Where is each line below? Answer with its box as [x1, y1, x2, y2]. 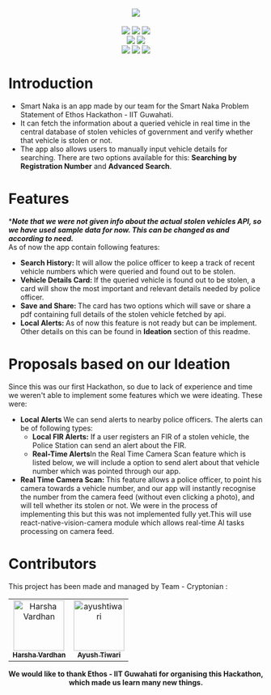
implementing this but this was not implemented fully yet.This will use [19, 509, 252, 519]
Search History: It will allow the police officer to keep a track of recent [19, 257, 256, 267]
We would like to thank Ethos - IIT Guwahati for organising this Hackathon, [8, 668, 264, 679]
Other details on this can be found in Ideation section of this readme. [19, 326, 251, 336]
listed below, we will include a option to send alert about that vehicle [32, 457, 260, 467]
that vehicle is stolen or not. [19, 135, 113, 145]
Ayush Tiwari [77, 650, 121, 659]
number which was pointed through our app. [32, 466, 181, 476]
